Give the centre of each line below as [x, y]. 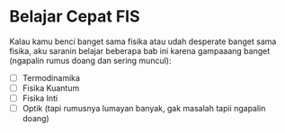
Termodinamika [51, 77]
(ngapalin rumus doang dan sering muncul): [90, 60]
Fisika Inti [40, 98]
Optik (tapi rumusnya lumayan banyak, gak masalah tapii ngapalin [144, 109]
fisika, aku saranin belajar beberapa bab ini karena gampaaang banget [140, 50]
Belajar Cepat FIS [75, 17]
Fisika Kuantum [51, 88]
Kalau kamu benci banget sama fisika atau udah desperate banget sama [143, 41]
